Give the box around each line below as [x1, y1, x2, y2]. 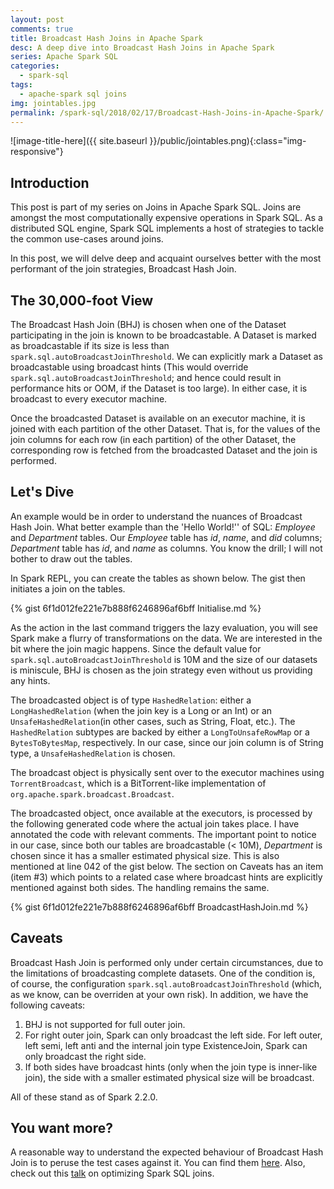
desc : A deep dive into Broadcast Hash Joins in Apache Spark [10, 42, 275, 53]
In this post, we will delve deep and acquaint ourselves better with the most [10, 252, 322, 265]
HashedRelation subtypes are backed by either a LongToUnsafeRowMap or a [10, 726, 310, 738]
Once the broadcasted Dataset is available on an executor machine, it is [10, 412, 306, 424]
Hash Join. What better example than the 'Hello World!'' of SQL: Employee [10, 521, 316, 533]
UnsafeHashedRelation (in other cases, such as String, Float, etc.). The [10, 715, 296, 727]
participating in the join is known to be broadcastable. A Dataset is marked [10, 329, 317, 341]
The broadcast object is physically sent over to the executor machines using [10, 766, 325, 778]
